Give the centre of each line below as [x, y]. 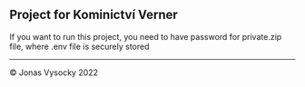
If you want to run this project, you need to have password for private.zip [146, 36]
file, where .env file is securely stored [79, 46]
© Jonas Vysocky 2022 [54, 72]
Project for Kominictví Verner [94, 15]
